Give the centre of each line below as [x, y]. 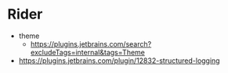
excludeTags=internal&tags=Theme [88, 52]
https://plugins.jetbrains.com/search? [91, 43]
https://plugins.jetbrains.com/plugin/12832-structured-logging [119, 61]
